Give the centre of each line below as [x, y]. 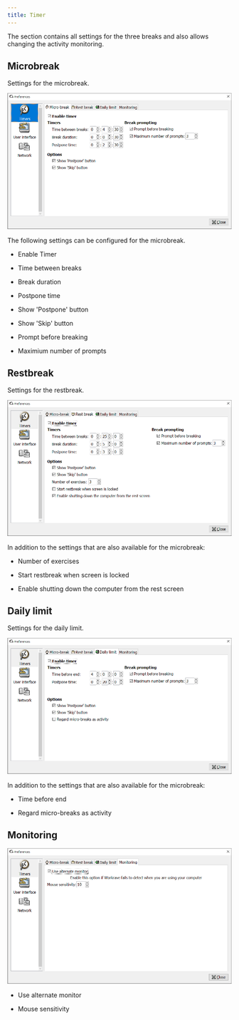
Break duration [39, 282]
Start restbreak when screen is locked [73, 575]
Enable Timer [37, 254]
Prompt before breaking [53, 337]
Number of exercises [48, 561]
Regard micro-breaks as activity [65, 813]
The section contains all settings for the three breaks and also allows [108, 36]
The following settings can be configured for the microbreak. [97, 240]
